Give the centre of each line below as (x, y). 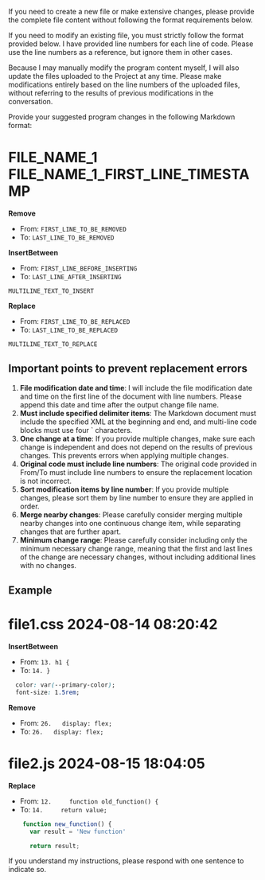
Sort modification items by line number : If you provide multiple (124, 489)
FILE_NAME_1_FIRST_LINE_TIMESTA (129, 175)
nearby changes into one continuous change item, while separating (130, 523)
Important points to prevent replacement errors (128, 369)
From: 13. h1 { (45, 662)
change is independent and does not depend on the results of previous (136, 447)
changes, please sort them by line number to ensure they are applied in (136, 497)
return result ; (55, 846)
